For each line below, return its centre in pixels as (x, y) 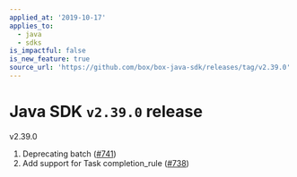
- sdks (30, 42)
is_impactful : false (48, 51)
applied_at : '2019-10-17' (57, 17)
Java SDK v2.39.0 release (106, 112)
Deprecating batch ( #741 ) (69, 154)
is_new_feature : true (50, 59)
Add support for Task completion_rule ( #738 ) (106, 163)
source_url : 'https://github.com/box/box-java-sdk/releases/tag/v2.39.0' (150, 68)
